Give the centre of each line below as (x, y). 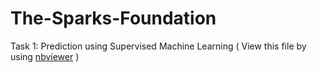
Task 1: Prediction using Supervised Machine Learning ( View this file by (158, 46)
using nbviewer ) (45, 56)
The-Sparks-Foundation (113, 18)
